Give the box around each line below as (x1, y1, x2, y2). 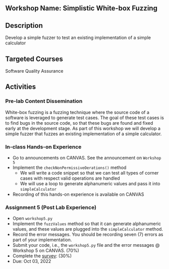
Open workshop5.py (12, 216, 53, 222)
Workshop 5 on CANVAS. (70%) (12, 247, 79, 254)
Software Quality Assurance (5, 68, 64, 74)
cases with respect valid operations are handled (20, 175, 120, 181)
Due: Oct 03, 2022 (12, 258, 51, 264)
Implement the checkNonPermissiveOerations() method (12, 165, 127, 171)
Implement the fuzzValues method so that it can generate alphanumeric (12, 221, 161, 227)
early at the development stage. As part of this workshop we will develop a (5, 125, 160, 131)
